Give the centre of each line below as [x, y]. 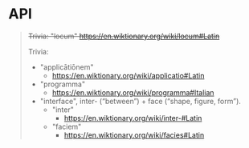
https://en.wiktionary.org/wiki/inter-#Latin [133, 118]
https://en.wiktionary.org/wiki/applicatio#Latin [128, 75]
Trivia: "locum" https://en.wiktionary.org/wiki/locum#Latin [124, 36]
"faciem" [67, 126]
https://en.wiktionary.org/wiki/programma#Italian [133, 92]
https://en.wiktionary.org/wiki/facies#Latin [134, 135]
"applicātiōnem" [67, 67]
